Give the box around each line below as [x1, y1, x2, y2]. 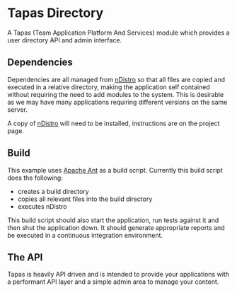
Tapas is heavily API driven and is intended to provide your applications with [7, 270, 230, 279]
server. [7, 105, 28, 114]
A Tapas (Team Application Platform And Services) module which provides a [7, 28, 230, 37]
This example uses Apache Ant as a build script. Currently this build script [7, 166, 223, 174]
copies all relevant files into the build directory [17, 195, 153, 203]
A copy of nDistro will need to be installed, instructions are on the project [7, 119, 220, 127]
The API [7, 251, 43, 263]
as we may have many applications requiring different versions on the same [7, 98, 228, 106]
